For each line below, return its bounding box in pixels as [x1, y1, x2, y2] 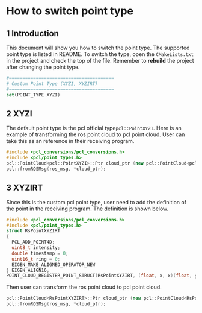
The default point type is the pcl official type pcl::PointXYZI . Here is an [6, 125, 182, 132]
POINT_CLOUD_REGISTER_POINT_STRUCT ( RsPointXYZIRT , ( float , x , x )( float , [6, 273, 192, 279]
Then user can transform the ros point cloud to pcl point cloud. [6, 283, 162, 291]
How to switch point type [6, 4, 134, 18]
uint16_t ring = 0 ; [11, 256, 61, 262]
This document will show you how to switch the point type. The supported [6, 44, 190, 51]
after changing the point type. [6, 63, 80, 71]
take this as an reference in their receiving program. [6, 138, 135, 145]
